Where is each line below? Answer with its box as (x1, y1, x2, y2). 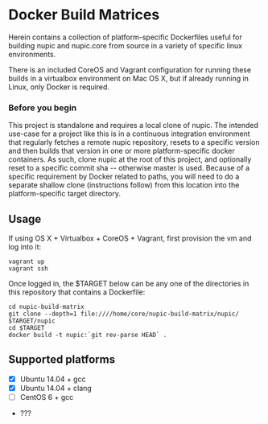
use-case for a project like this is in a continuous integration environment (8, 129, 251, 138)
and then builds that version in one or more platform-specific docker (8, 146, 236, 156)
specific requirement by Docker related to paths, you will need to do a (8, 171, 240, 182)
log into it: (8, 242, 42, 252)
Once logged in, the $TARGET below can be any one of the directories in (8, 279, 249, 289)
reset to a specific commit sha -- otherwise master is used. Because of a (8, 163, 249, 173)
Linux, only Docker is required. (8, 82, 110, 92)
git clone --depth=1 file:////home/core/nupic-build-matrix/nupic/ (8, 310, 240, 319)
